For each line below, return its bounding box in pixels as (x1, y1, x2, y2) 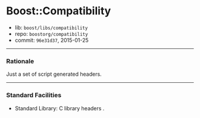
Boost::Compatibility (6, 4, 111, 18)
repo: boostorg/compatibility (14, 30, 88, 37)
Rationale (6, 57, 35, 65)
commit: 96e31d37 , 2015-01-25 (14, 36, 89, 44)
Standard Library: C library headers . (14, 104, 105, 111)
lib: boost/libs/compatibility (14, 24, 88, 31)
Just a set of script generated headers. (6, 70, 102, 78)
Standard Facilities (6, 91, 61, 100)
